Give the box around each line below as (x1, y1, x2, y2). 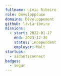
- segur (9, 63, 26, 68)
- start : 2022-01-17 (9, 30, 52, 35)
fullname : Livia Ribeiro (5, 7, 57, 12)
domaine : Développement (5, 16, 55, 21)
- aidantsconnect (9, 53, 46, 59)
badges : (5, 58, 21, 63)
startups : (5, 49, 26, 54)
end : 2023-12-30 (14, 35, 48, 40)
